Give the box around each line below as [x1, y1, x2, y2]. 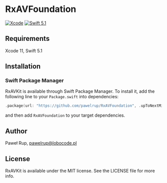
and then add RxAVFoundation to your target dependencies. [5, 112, 125, 118]
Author [5, 127, 27, 135]
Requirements [5, 34, 50, 43]
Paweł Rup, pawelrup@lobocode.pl [5, 140, 77, 146]
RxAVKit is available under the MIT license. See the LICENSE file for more [5, 168, 155, 174]
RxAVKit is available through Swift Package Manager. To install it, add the [5, 88, 155, 94]
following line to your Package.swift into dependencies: [5, 94, 119, 100]
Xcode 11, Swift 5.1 [5, 47, 43, 53]
